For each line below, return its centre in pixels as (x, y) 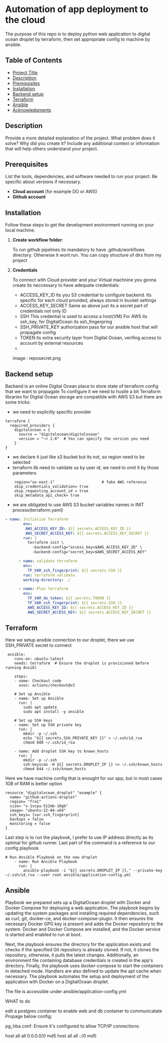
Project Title (25, 72)
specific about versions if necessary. (43, 182)
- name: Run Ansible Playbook (46, 862)
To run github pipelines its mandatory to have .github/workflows (78, 250)
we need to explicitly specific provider (52, 412)
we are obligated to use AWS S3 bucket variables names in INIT (78, 505)
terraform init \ (46, 543)
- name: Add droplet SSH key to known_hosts (61, 751)
